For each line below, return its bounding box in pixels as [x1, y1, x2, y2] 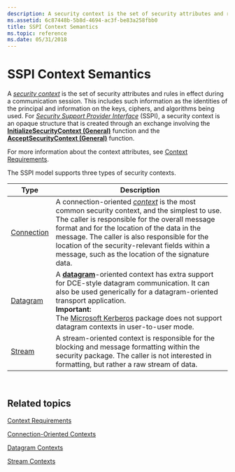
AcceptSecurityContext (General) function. [7, 134, 135, 143]
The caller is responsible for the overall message [55, 215, 215, 224]
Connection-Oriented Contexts [7, 429, 97, 438]
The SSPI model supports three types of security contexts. [7, 169, 176, 177]
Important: [55, 305, 92, 315]
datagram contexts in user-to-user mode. [55, 322, 194, 332]
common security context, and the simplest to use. [55, 206, 222, 215]
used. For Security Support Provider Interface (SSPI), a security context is [7, 112, 220, 120]
